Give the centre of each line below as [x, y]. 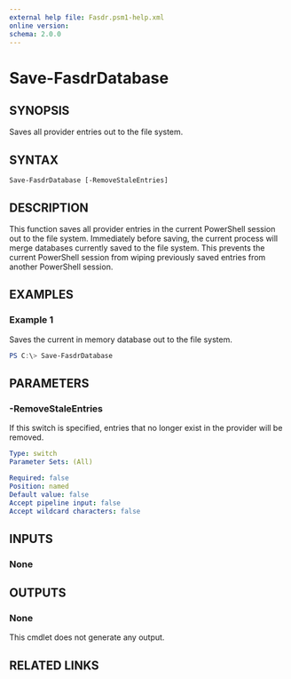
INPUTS [31, 539]
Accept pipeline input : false [65, 503]
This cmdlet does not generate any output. [87, 637]
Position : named [39, 486]
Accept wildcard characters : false [75, 511]
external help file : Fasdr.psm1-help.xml [87, 17]
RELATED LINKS [54, 665]
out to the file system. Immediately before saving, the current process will [144, 238]
